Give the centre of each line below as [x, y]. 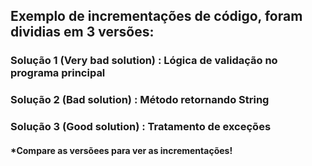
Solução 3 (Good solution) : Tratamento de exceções [141, 127]
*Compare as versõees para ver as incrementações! [121, 150]
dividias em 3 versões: [82, 32]
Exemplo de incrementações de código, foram [156, 16]
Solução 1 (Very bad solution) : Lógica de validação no [144, 61]
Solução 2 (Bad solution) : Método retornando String [140, 100]
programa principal [58, 73]
